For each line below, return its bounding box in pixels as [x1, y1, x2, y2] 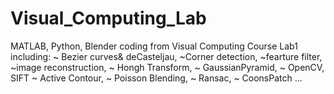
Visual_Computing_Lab [10, 7, 207, 30]
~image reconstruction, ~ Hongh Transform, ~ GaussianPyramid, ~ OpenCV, [10, 61, 325, 73]
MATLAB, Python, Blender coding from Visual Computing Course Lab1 [10, 40, 298, 52]
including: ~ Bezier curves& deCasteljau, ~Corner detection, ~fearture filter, [10, 50, 323, 62]
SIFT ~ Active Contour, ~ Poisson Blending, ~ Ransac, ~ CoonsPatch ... [10, 72, 303, 84]
